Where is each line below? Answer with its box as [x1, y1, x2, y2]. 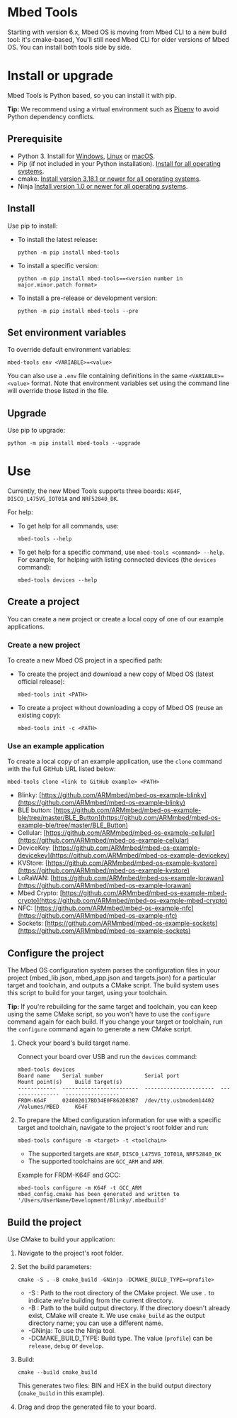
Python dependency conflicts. [7, 112, 96, 121]
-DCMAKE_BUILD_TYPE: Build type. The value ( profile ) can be [28, 1334, 214, 1343]
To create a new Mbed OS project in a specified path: [7, 656, 163, 665]
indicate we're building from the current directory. [28, 1296, 173, 1305]
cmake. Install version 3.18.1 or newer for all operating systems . [17, 175, 202, 183]
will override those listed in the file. [7, 387, 110, 395]
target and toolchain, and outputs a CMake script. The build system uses [7, 981, 219, 990]
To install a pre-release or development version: [17, 294, 158, 302]
